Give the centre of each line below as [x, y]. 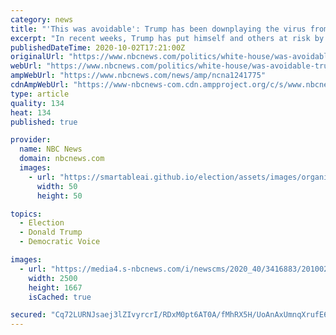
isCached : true [60, 297]
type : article [40, 94]
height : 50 [59, 196]
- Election [42, 223]
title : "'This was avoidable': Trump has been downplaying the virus [158, 29]
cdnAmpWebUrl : [40, 85]
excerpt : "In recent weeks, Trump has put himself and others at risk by [167, 38]
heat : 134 [31, 112]
